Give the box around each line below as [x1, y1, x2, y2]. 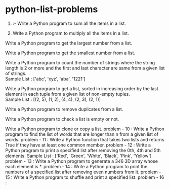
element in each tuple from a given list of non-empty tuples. [5, 91, 131, 97]
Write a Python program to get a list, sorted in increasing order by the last [5, 85, 158, 92]
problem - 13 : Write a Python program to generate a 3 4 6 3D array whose [5, 158, 158, 164]
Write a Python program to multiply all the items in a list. [12, 30, 129, 36]
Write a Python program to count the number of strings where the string [5, 59, 155, 65]
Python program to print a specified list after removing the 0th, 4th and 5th [5, 147, 161, 153]
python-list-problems [5, 4, 98, 15]
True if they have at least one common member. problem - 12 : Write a [5, 142, 151, 148]
